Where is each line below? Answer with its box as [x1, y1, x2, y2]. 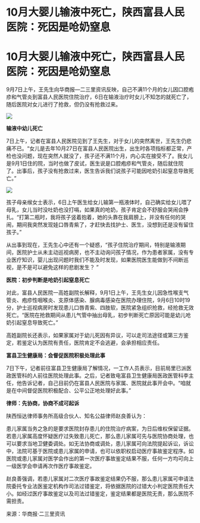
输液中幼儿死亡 [6, 125, 43, 132]
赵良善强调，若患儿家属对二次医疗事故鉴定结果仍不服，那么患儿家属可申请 [6, 475, 189, 482]
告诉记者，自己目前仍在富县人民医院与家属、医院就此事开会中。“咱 [21, 380, 186, 387]
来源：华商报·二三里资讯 [6, 510, 65, 518]
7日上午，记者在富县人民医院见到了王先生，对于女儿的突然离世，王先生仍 [6, 137, 186, 145]
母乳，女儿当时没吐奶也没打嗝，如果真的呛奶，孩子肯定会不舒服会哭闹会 [6, 206, 183, 213]
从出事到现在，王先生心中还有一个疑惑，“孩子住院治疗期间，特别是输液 [6, 241, 181, 249]
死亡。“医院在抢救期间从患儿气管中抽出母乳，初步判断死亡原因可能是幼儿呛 [6, 311, 192, 319]
